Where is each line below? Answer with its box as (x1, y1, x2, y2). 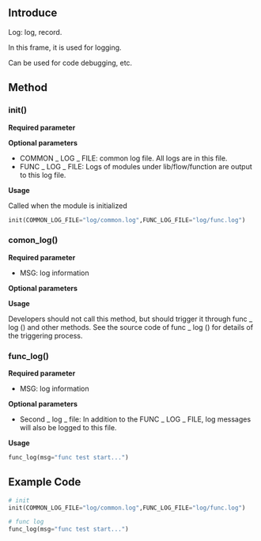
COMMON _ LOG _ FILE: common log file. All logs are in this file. (19, 153, 228, 163)
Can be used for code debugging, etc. (8, 58, 133, 67)
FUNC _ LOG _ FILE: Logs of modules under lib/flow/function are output (19, 161, 252, 171)
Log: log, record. (8, 27, 62, 36)
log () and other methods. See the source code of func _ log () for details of (8, 322, 254, 331)
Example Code (8, 475, 81, 489)
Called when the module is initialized (8, 201, 128, 210)
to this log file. (19, 170, 66, 180)
